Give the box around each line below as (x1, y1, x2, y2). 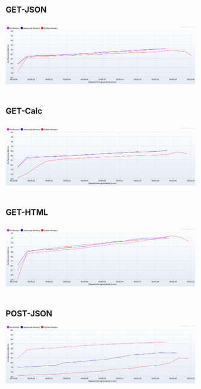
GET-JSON (5, 5, 47, 15)
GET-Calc (5, 106, 43, 116)
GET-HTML (5, 207, 49, 217)
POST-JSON (5, 309, 52, 319)
